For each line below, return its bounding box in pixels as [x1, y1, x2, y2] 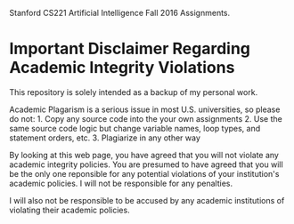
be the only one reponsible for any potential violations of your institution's [9, 168, 280, 179]
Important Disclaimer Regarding [9, 39, 251, 59]
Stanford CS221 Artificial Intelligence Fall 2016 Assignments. [9, 8, 231, 18]
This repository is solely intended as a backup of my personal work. [9, 86, 258, 97]
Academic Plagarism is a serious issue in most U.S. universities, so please [9, 104, 281, 115]
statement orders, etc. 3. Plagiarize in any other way [9, 132, 200, 143]
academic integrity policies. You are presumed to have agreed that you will [9, 159, 283, 170]
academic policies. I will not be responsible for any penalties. [9, 178, 233, 188]
